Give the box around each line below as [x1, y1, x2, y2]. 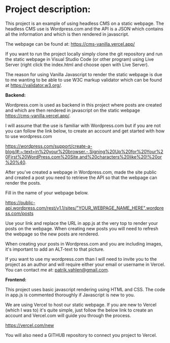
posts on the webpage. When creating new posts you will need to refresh [5, 225, 158, 231]
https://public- [5, 199, 36, 205]
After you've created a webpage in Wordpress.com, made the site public [5, 169, 157, 175]
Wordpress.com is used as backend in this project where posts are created [5, 101, 162, 108]
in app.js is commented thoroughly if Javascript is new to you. [5, 292, 135, 298]
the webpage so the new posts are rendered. [5, 231, 99, 237]
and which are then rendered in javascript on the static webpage [5, 107, 141, 113]
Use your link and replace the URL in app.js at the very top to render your [5, 220, 158, 226]
